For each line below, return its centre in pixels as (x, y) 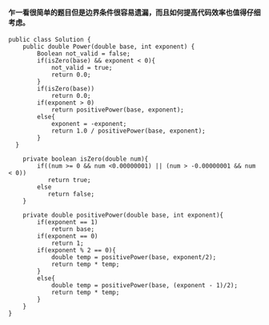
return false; (71, 194)
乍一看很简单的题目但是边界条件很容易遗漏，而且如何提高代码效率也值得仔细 (134, 12)
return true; (69, 181)
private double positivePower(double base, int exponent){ (123, 215)
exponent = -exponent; (89, 124)
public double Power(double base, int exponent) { (109, 47)
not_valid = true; (82, 68)
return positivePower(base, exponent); (117, 110)
